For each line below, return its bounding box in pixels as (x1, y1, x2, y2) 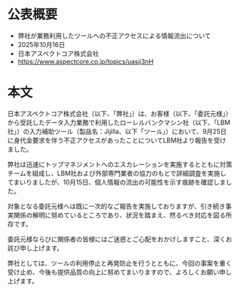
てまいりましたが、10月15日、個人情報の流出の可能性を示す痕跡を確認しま (7, 177, 226, 186)
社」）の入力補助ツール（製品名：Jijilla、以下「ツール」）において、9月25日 (7, 127, 227, 135)
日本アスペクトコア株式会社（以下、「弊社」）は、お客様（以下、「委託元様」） (7, 109, 233, 118)
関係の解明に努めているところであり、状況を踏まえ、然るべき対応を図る (13, 211, 226, 219)
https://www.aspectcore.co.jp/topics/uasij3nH (17, 57, 154, 66)
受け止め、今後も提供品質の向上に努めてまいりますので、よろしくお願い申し (7, 268, 232, 276)
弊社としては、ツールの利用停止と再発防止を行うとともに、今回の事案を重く (7, 259, 232, 267)
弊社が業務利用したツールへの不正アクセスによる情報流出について (17, 31, 212, 40)
